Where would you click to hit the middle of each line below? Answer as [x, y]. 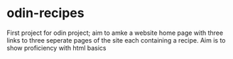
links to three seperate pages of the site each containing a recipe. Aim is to [116, 40]
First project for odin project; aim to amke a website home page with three [115, 33]
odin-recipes [45, 13]
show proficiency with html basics [56, 48]
